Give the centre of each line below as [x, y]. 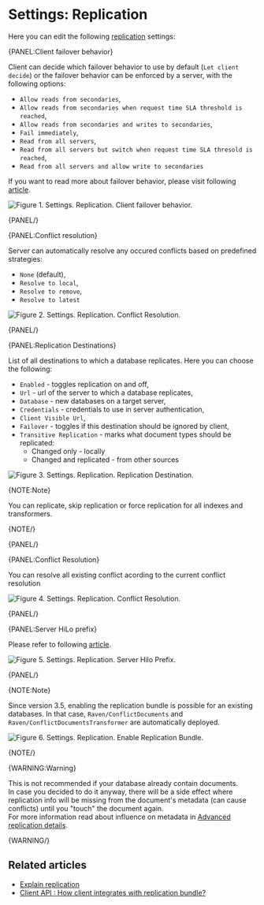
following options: [37, 84]
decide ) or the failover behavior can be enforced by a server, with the [120, 75]
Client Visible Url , [52, 417]
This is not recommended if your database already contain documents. [123, 783]
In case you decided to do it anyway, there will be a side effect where [121, 791]
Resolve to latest [50, 300]
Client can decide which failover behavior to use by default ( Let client [123, 67]
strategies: [26, 259]
